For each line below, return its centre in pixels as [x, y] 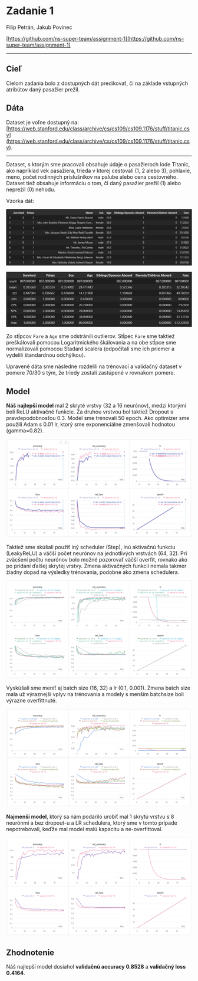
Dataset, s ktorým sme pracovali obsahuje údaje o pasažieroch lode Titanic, [98, 164]
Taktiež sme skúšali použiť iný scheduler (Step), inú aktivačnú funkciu [91, 547]
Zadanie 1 [30, 11]
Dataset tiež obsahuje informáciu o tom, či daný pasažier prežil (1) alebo [94, 183]
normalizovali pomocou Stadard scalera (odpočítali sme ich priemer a [90, 349]
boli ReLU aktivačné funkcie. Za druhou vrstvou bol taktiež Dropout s [90, 412]
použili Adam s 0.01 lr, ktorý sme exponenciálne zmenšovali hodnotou [91, 424]
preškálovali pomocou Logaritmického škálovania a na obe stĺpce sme [91, 343]
